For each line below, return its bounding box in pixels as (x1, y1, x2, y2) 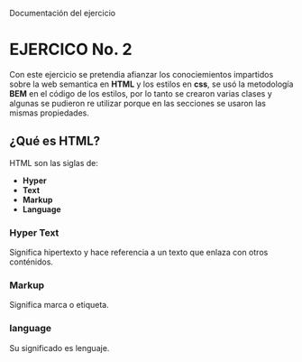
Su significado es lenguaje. (9, 342, 110, 353)
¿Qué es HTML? (9, 134, 101, 149)
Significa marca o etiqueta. (9, 300, 110, 311)
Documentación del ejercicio (9, 8, 115, 18)
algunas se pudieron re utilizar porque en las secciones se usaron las (9, 97, 266, 108)
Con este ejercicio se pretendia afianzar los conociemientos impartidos (9, 69, 274, 79)
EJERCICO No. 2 (9, 40, 133, 60)
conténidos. (9, 256, 54, 267)
